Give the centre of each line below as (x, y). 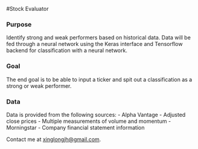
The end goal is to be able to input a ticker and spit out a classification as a (99, 79)
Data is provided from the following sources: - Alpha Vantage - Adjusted (96, 114)
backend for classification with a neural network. (67, 50)
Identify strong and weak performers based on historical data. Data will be (99, 38)
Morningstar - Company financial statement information (75, 127)
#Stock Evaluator (28, 9)
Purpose (19, 24)
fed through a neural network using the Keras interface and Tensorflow (94, 44)
